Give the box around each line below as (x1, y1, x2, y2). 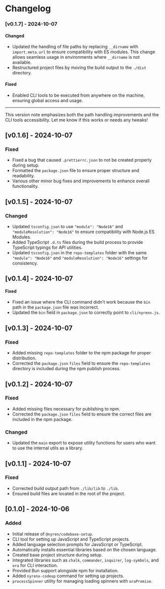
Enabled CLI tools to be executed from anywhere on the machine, (12, 92, 145, 98)
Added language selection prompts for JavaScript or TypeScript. (12, 541, 143, 547)
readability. (12, 173, 35, 179)
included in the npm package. (12, 416, 73, 422)
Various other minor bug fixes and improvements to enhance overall (12, 178, 150, 184)
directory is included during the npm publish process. (12, 366, 121, 372)
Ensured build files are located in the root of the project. (12, 490, 125, 496)
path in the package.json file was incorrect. (12, 304, 99, 311)
